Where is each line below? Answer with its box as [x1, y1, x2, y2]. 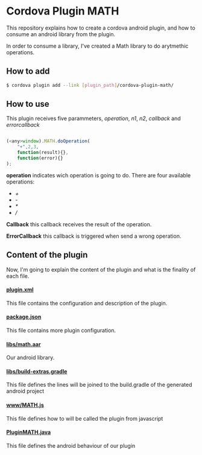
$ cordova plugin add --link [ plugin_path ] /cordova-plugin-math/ [6, 82, 174, 88]
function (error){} [17, 155, 63, 161]
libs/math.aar [6, 340, 41, 348]
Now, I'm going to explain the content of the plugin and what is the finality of [6, 266, 196, 273]
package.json [6, 313, 42, 320]
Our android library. [6, 354, 55, 361]
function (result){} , [17, 150, 69, 156]
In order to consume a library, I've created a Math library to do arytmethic [6, 42, 189, 49]
